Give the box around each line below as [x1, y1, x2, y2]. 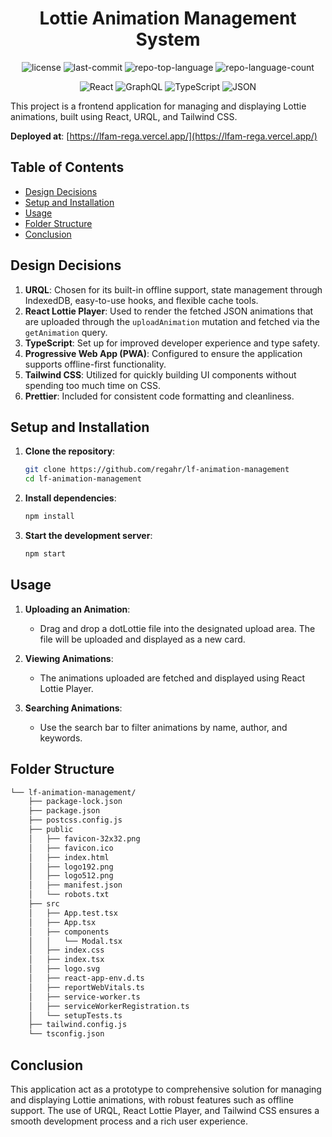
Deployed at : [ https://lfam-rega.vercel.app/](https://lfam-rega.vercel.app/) [10, 130, 318, 142]
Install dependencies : [24, 492, 117, 504]
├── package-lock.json [28, 797, 123, 807]
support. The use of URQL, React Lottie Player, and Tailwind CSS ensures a [10, 1104, 320, 1116]
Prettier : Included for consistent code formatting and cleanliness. [24, 390, 295, 402]
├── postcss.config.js [28, 815, 123, 826]
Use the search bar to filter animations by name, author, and [39, 721, 288, 733]
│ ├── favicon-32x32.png [28, 833, 141, 844]
